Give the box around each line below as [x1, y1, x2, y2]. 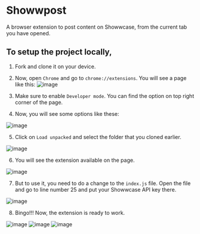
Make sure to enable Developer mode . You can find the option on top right [14, 92, 195, 99]
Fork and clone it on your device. [14, 63, 96, 70]
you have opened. [6, 29, 51, 36]
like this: [14, 81, 36, 88]
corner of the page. [14, 98, 63, 106]
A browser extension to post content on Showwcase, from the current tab [6, 23, 187, 30]
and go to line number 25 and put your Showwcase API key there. [14, 186, 177, 193]
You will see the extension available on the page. [14, 156, 135, 164]
